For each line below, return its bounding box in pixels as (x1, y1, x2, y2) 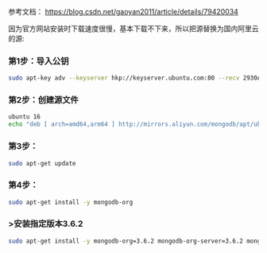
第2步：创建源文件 (8, 95, 79, 106)
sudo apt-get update (8, 159, 77, 167)
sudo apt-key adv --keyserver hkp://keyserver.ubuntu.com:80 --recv (8, 74, 240, 82)
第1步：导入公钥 (8, 55, 69, 66)
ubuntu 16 (8, 113, 41, 121)
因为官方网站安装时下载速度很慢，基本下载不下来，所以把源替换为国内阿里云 (8, 24, 259, 33)
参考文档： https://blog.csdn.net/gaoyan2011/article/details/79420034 (8, 7, 238, 16)
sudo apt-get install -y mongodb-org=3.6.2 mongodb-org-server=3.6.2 (8, 237, 244, 245)
